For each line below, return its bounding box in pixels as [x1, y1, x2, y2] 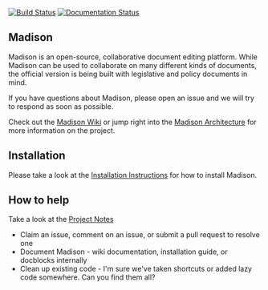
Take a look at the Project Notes [8, 215, 114, 224]
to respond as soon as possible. [8, 101, 114, 111]
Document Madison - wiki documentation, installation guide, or [19, 247, 228, 256]
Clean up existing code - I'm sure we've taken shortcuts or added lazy [19, 264, 253, 274]
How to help [8, 193, 70, 207]
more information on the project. [8, 125, 116, 135]
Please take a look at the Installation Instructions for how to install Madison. [8, 170, 258, 179]
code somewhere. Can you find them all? [19, 272, 156, 282]
